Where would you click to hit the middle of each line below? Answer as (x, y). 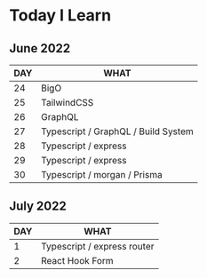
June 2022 (40, 48)
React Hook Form (77, 260)
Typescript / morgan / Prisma (102, 175)
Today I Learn (60, 16)
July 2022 (38, 207)
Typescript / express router (98, 246)
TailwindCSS (68, 103)
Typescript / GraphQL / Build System (117, 131)
